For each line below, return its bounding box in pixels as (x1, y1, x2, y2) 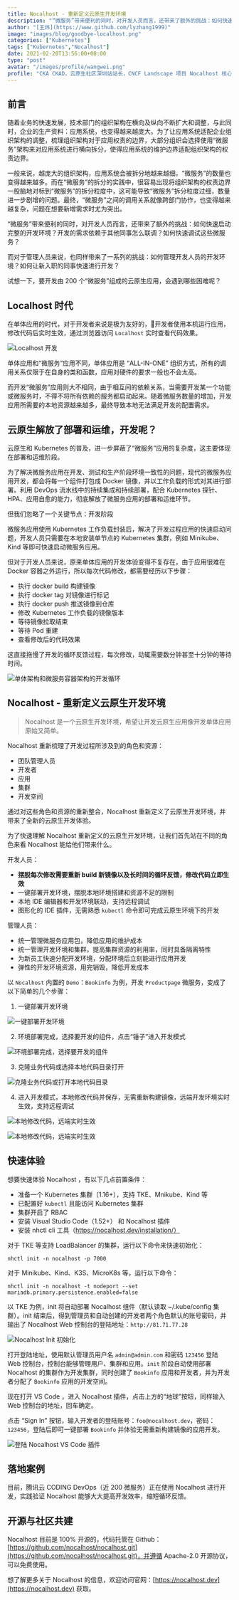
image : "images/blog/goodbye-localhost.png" (7, 30, 142, 38)
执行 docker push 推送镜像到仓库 (17, 599, 115, 608)
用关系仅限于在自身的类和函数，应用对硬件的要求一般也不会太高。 (7, 368, 201, 377)
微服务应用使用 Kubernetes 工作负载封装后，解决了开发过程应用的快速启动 (7, 525, 225, 533)
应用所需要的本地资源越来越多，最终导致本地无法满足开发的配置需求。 (7, 401, 213, 409)
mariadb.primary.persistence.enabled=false (7, 1289, 139, 1296)
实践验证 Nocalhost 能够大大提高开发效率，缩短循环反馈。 (19, 1492, 191, 1500)
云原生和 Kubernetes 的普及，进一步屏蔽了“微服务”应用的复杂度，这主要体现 (7, 443, 231, 452)
